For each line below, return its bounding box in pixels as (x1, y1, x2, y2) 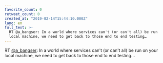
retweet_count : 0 (4, 12, 40, 16)
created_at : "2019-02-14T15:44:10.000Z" (4, 16, 88, 21)
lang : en (4, 20, 22, 26)
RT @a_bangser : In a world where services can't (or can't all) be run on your (4, 47, 158, 53)
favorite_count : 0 (4, 7, 42, 12)
